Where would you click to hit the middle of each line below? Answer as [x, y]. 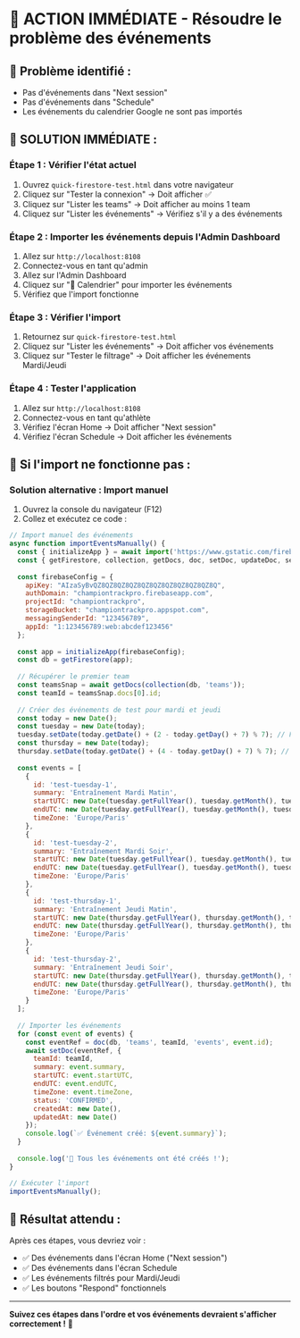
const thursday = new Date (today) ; [83, 743]
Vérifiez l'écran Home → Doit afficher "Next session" [119, 427]
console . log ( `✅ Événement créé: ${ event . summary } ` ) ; [126, 1134]
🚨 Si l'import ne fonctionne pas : [100, 464]
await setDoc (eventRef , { [74, 1050]
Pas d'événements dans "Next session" [95, 93]
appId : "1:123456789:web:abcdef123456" [100, 627]
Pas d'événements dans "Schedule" [88, 102]
